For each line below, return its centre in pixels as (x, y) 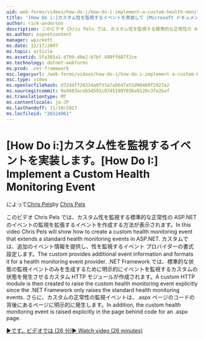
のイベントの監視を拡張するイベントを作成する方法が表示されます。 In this (99, 225)
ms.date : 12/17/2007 (32, 46)
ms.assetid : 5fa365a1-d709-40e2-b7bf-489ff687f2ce (72, 57)
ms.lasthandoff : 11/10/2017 (42, 108)
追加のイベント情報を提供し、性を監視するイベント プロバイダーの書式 (105, 246)
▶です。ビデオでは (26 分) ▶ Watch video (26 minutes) (75, 331)
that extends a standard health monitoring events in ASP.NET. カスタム (95, 239)
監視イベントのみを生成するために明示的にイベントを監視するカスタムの (107, 269)
